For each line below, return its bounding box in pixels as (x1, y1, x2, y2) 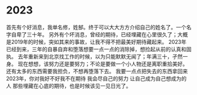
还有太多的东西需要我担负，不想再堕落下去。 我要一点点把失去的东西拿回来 (6, 67, 188, 74)
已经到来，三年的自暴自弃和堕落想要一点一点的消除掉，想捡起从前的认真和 (6, 45, 186, 53)
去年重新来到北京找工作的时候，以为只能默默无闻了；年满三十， (17, 53, 172, 60)
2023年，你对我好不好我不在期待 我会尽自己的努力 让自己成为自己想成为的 (6, 74, 187, 82)
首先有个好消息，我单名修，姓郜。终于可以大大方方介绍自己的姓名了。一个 (6, 23, 186, 30)
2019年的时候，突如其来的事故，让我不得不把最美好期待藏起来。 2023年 (11, 38, 187, 45)
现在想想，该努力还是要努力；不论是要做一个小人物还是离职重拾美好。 (17, 60, 188, 67)
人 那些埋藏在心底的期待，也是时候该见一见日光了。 (6, 82, 131, 89)
